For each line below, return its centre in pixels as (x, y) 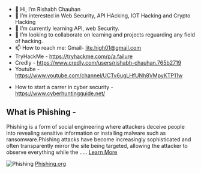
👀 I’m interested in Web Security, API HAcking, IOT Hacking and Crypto (103, 16)
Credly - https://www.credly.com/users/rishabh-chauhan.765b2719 (98, 63)
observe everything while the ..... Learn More (62, 152)
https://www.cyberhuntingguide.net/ (60, 93)
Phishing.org (51, 163)
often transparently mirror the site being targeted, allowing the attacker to (97, 145)
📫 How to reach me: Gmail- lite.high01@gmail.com (78, 48)
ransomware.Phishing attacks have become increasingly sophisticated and (99, 139)
